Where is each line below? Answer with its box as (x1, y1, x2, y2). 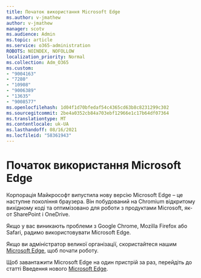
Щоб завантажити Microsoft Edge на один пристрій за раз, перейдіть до (6, 258, 193, 266)
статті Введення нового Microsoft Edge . (6, 265, 108, 272)
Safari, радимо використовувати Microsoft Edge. (6, 228, 131, 236)
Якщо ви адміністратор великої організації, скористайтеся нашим (6, 240, 177, 248)
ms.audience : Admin (6, 31, 56, 37)
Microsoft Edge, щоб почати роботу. (6, 247, 99, 254)
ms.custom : (6, 65, 34, 71)
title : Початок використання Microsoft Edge (6, 8, 120, 15)
